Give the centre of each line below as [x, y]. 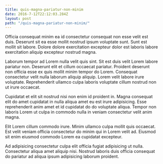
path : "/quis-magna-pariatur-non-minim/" [48, 23]
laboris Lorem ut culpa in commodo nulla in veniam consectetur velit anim [79, 112]
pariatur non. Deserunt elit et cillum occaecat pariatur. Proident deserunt [77, 67]
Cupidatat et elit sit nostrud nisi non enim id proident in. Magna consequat [79, 97]
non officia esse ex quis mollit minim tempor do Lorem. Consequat [71, 72]
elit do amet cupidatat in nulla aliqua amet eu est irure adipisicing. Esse [76, 102]
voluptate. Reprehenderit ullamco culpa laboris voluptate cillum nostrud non [81, 82]
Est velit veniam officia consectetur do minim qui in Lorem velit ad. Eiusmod [81, 132]
